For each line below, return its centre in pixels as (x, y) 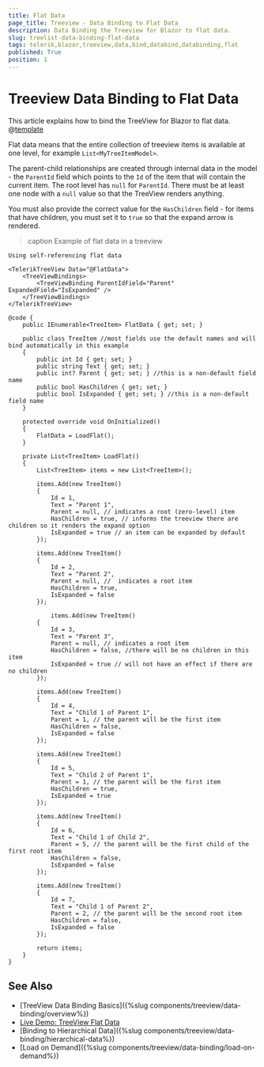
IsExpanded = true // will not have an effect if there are (151, 664)
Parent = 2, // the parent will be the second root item (146, 913)
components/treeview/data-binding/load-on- (182, 1047)
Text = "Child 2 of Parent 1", (102, 775)
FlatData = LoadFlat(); (75, 435)
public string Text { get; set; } (93, 366)
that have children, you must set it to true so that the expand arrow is (121, 217)
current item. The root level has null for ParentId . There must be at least (126, 185)
